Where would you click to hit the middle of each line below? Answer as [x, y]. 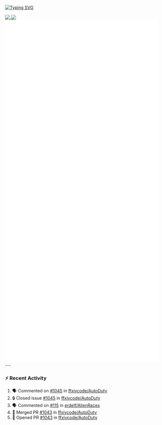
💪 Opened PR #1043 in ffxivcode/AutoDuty [55, 418]
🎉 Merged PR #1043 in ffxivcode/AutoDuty [54, 412]
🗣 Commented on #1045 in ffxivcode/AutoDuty [60, 391]
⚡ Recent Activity [26, 378]
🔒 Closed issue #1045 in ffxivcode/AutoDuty [56, 398]
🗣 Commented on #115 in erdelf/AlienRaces [56, 406]
